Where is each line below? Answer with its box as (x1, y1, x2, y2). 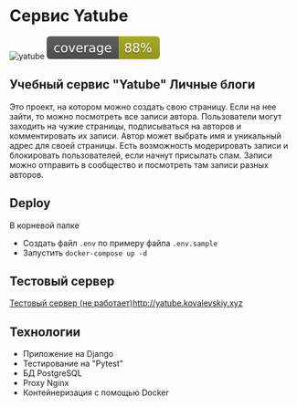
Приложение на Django (22, 349, 114, 360)
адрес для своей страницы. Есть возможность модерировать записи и (9, 140, 289, 151)
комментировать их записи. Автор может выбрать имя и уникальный (9, 130, 281, 141)
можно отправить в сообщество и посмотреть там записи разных (9, 159, 270, 170)
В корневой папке (9, 220, 80, 231)
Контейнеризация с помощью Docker (22, 387, 169, 398)
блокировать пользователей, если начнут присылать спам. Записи (9, 150, 272, 161)
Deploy (9, 195, 51, 211)
